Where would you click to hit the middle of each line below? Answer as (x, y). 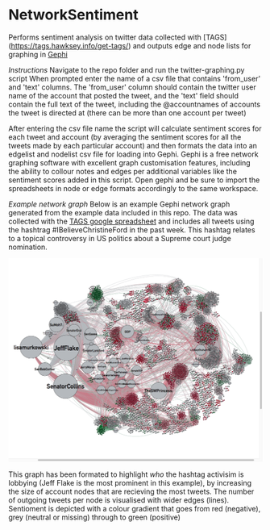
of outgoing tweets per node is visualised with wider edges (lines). (119, 500)
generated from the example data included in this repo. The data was (123, 212)
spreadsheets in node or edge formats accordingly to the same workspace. (133, 188)
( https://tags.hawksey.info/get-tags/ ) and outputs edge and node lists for (130, 45)
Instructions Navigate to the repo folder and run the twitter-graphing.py (127, 69)
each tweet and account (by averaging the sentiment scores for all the (125, 137)
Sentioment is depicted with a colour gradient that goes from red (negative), (135, 509)
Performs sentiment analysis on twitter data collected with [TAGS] (118, 37)
